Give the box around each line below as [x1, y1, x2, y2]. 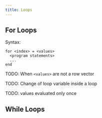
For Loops [5, 26, 37, 35]
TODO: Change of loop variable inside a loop [5, 81, 97, 87]
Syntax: [5, 39, 21, 45]
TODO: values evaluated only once [5, 90, 76, 96]
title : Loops [5, 7, 32, 13]
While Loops [5, 105, 45, 113]
